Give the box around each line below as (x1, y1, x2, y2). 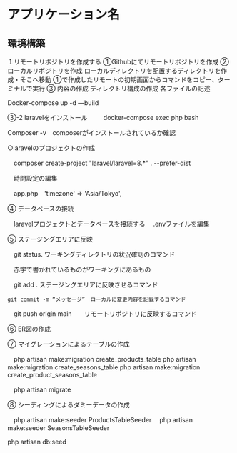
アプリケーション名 (7, 6, 120, 23)
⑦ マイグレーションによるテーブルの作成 (7, 340, 130, 348)
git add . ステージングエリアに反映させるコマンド (13, 280, 158, 289)
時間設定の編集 (13, 174, 58, 182)
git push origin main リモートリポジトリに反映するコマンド (13, 309, 198, 318)
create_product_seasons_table (7, 371, 98, 379)
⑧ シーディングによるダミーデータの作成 (7, 401, 130, 409)
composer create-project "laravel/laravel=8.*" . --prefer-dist (13, 159, 191, 167)
